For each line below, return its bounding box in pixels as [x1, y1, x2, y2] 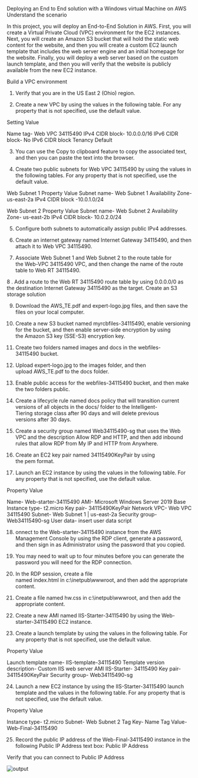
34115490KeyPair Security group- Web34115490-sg [6, 672, 133, 678]
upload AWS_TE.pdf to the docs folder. [15, 368, 110, 375]
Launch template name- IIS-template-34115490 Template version [6, 659, 165, 666]
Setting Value [6, 119, 39, 126]
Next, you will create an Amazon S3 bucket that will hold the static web [6, 35, 179, 42]
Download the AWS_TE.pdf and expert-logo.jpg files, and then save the [15, 302, 188, 309]
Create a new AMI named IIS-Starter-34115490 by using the [15, 612, 161, 619]
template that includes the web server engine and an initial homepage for [6, 48, 184, 55]
